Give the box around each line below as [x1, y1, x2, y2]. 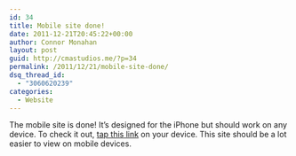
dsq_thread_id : [9, 71, 66, 80]
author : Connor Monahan [9, 37, 98, 47]
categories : [9, 87, 53, 96]
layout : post [9, 46, 58, 55]
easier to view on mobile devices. [9, 138, 132, 149]
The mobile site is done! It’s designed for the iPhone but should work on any [9, 120, 287, 130]
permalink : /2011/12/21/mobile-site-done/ [9, 63, 169, 72]
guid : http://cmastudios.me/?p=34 [9, 54, 138, 63]
